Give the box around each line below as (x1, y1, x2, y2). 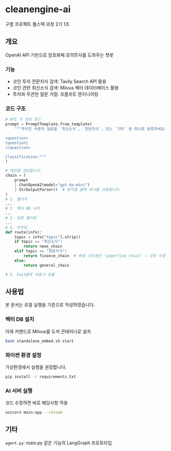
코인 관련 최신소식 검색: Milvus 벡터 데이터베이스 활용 (12, 85, 119, 91)
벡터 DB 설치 (5, 316, 35, 323)
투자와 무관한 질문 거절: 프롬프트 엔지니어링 (12, 91, 99, 97)
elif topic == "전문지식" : (14, 248, 68, 254)
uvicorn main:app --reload (5, 410, 63, 415)
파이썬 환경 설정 (5, 351, 42, 358)
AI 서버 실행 (5, 387, 33, 394)
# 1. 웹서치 (5, 196, 27, 202)
